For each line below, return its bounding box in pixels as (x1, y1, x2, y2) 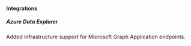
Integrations (6, 5, 38, 12)
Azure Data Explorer (6, 18, 58, 25)
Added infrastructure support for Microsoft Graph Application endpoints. (6, 33, 186, 40)
